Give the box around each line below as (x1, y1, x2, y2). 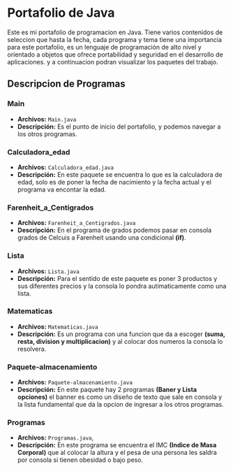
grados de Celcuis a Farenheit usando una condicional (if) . (17, 233, 186, 242)
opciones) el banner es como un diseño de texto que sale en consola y (17, 393, 223, 401)
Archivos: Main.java (17, 115, 77, 123)
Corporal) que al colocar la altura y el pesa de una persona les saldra (17, 449, 218, 457)
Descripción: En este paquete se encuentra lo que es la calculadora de (17, 170, 223, 179)
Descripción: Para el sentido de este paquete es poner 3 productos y (17, 274, 218, 282)
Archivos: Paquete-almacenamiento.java (17, 378, 133, 386)
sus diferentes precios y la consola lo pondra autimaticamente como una (17, 282, 227, 290)
